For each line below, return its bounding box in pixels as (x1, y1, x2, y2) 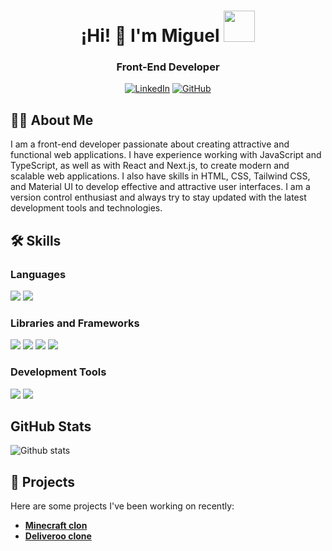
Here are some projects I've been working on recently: (10, 500, 235, 512)
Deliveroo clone (24, 530, 92, 542)
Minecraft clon (24, 520, 88, 532)
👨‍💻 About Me (10, 111, 94, 129)
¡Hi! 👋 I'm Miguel (80, 25, 220, 47)
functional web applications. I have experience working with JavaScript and (10, 149, 322, 161)
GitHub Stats (10, 418, 92, 435)
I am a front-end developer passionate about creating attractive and (10, 138, 290, 150)
